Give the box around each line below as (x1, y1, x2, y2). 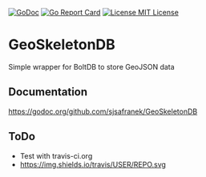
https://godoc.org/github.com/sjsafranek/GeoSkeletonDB (8, 107, 198, 116)
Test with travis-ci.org (19, 151, 93, 160)
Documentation (8, 85, 88, 99)
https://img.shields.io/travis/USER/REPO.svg (19, 159, 167, 169)
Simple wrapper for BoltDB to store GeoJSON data (8, 62, 175, 71)
